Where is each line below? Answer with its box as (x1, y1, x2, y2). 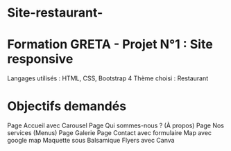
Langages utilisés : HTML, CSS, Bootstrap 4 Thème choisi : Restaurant (7, 74, 209, 82)
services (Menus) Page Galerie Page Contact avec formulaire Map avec (7, 129, 212, 137)
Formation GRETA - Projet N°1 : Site (7, 37, 213, 53)
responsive (7, 51, 74, 67)
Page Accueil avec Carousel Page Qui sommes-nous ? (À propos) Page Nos (7, 121, 224, 130)
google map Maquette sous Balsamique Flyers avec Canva (7, 136, 175, 145)
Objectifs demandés (7, 98, 127, 114)
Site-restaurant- (7, 5, 103, 21)
